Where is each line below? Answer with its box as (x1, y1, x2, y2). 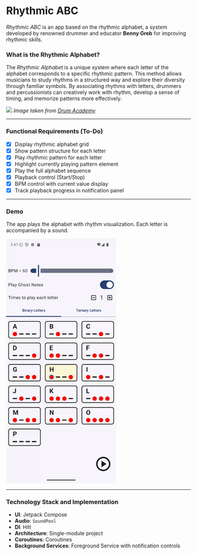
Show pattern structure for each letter (14, 147, 107, 154)
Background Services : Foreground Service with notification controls (14, 542, 181, 549)
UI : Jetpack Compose (14, 511, 67, 518)
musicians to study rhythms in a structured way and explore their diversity (6, 76, 185, 83)
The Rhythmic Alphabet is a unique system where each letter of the (6, 64, 169, 71)
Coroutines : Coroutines (14, 536, 72, 543)
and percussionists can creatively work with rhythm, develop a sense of (6, 89, 180, 96)
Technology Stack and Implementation (6, 498, 119, 506)
